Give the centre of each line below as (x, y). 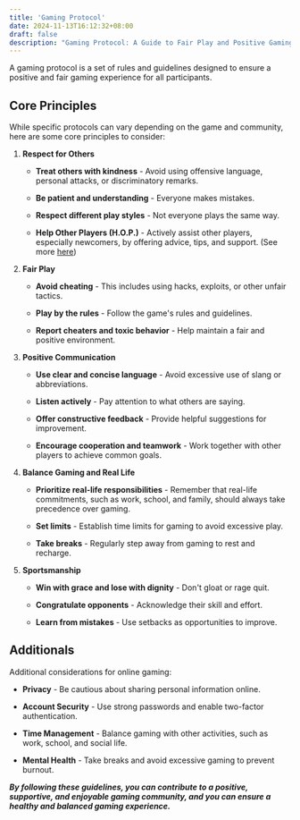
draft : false (33, 34)
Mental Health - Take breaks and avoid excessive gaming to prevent (148, 760)
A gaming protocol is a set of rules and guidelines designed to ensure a (140, 68)
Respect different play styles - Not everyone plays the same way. (157, 216)
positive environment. (75, 340)
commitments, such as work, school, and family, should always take (160, 499)
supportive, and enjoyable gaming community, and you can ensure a (140, 796)
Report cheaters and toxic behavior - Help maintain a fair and (150, 331)
